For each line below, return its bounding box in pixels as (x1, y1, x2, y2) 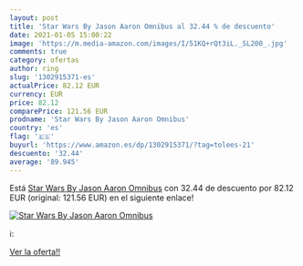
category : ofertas (9, 56, 79, 65)
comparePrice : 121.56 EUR (9, 107, 108, 116)
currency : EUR (9, 89, 64, 98)
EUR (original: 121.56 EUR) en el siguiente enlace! (9, 192, 194, 203)
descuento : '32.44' (9, 148, 84, 158)
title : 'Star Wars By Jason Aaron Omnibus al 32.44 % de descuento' (9, 22, 276, 31)
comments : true (9, 47, 68, 56)
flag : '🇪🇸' (9, 132, 55, 141)
